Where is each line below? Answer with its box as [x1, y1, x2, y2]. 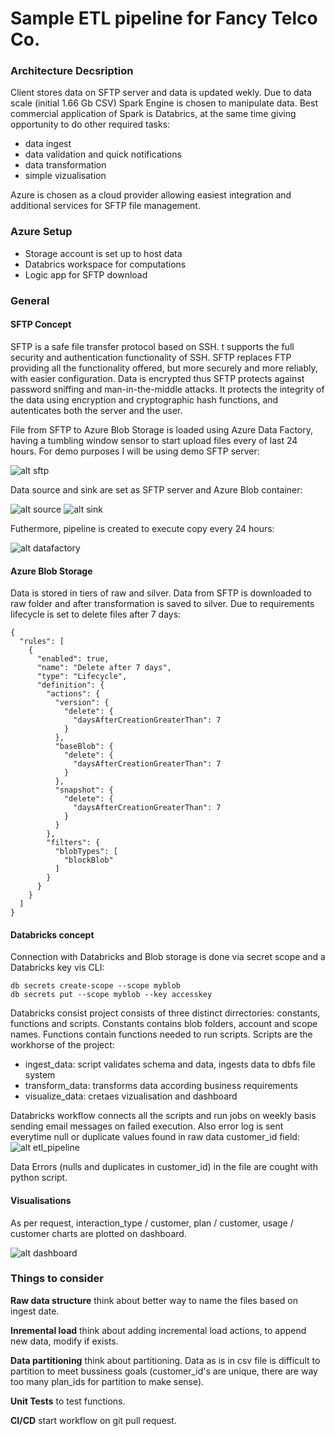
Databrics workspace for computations [24, 258, 187, 270]
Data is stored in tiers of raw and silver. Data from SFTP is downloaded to [10, 587, 312, 599]
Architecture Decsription [10, 64, 134, 78]
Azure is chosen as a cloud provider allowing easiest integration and [10, 189, 292, 201]
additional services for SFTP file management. [10, 200, 201, 212]
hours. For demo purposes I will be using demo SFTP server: [10, 445, 260, 457]
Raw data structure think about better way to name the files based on [10, 1294, 298, 1306]
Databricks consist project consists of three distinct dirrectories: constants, [10, 1007, 321, 1019]
